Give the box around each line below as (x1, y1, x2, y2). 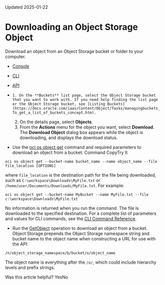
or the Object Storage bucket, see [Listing (12, 101, 105, 106)
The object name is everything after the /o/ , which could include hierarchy (5, 259, 157, 265)
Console (12, 63, 30, 69)
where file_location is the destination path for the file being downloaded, (5, 172, 156, 178)
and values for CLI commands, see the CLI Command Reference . (5, 215, 137, 222)
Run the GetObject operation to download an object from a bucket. (12, 225, 148, 231)
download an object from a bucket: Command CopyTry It (12, 149, 128, 155)
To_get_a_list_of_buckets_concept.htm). (12, 110, 97, 115)
